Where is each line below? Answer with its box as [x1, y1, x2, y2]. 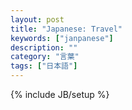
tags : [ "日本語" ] [10, 61, 78, 71]
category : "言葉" [10, 52, 80, 62]
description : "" [10, 42, 78, 53]
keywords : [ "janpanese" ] [10, 33, 114, 43]
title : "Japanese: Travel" [10, 24, 123, 34]
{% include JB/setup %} [10, 89, 110, 100]
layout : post [10, 14, 65, 25]
